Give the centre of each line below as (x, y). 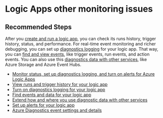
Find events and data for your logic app (51, 95)
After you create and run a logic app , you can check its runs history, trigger (81, 39)
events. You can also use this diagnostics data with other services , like (76, 59)
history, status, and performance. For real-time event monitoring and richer (81, 44)
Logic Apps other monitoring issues (79, 9)
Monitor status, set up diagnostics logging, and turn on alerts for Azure (83, 74)
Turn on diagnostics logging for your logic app (59, 89)
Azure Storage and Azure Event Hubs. (43, 65)
